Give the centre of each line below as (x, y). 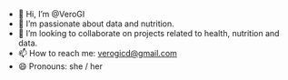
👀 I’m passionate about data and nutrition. (96, 24)
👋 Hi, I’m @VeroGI (51, 14)
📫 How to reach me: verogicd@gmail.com (97, 53)
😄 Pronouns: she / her (60, 66)
